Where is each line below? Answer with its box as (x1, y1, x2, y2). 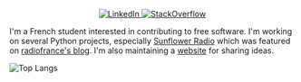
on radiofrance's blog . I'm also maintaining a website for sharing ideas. (9, 45, 275, 56)
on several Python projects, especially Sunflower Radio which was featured (9, 36, 291, 46)
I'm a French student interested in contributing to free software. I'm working (9, 26, 293, 36)
